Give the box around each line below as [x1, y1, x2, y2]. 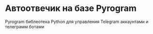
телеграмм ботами [5, 23, 45, 29]
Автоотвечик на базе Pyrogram [5, 3, 137, 14]
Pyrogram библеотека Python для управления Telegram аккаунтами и [5, 19, 149, 24]
